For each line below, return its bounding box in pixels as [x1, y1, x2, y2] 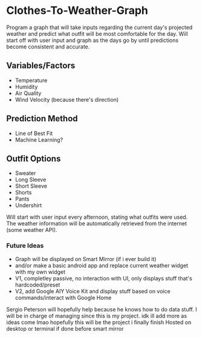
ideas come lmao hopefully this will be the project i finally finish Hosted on [6, 319, 192, 326]
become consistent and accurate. [6, 43, 90, 50]
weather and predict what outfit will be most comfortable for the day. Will [6, 30, 189, 37]
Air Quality [15, 89, 42, 97]
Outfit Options [6, 153, 61, 164]
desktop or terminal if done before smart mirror [6, 325, 124, 332]
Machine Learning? [15, 136, 64, 143]
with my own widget [15, 268, 65, 276]
